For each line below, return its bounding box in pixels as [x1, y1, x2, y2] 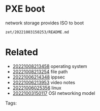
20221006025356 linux [12, 85, 62, 91]
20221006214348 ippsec [12, 74, 65, 80]
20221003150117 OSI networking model [12, 90, 95, 96]
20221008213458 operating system [12, 63, 87, 69]
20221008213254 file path [12, 68, 68, 75]
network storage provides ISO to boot [5, 20, 84, 26]
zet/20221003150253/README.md [5, 29, 70, 34]
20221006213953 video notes [12, 79, 75, 85]
